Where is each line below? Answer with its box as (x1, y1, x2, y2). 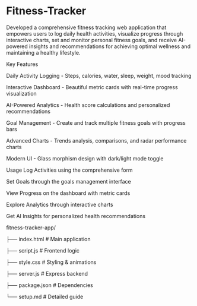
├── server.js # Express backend (6, 270, 88, 277)
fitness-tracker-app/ (6, 224, 56, 231)
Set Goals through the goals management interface (6, 178, 132, 185)
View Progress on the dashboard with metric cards (6, 189, 131, 197)
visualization (6, 90, 37, 97)
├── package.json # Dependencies (6, 281, 93, 289)
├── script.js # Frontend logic (6, 247, 80, 254)
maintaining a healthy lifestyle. (6, 49, 81, 56)
